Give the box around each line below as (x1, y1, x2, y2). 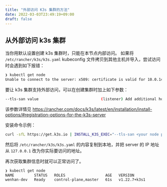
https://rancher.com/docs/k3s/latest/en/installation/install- (32, 106, 153, 112)
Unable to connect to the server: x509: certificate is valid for (5, 77, 146, 82)
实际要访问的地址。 (45, 147, 84, 154)
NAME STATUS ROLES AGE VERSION (5, 173, 135, 178)
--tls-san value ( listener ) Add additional (5, 96, 157, 102)
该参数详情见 (5, 106, 31, 112)
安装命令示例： (5, 122, 36, 128)
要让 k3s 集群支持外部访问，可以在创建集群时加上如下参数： (5, 86, 128, 92)
